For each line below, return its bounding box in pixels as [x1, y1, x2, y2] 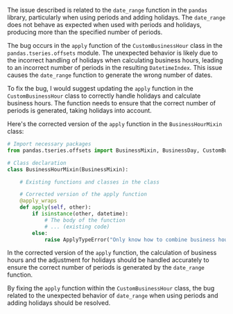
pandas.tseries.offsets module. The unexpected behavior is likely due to [7, 49, 218, 57]
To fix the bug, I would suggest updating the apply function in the [7, 85, 193, 92]
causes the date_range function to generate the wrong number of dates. [7, 71, 213, 79]
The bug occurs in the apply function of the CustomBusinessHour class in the [7, 42, 223, 49]
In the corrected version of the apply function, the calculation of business [7, 249, 217, 257]
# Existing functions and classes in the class [19, 178, 159, 186]
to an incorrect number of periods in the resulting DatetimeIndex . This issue [7, 64, 223, 71]
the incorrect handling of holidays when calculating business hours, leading [7, 56, 223, 64]
